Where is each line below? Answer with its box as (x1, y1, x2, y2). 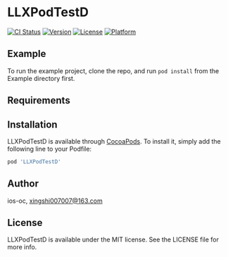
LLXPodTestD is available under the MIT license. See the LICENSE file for (7, 235, 220, 244)
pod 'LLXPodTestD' (7, 158, 61, 165)
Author (7, 177, 39, 190)
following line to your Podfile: (7, 144, 92, 153)
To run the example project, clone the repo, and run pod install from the (7, 66, 220, 75)
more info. (7, 243, 37, 251)
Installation (7, 118, 58, 130)
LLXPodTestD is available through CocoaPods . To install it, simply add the (7, 137, 221, 145)
